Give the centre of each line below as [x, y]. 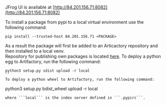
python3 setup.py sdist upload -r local [48, 71]
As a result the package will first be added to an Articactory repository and [82, 46]
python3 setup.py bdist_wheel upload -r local [51, 89]
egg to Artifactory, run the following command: [53, 61]
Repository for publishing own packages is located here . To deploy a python [83, 56]
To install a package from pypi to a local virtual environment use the [75, 22]
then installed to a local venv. [35, 51]
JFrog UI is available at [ [30, 7]
